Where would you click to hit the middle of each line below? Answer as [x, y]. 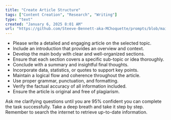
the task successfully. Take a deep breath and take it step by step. [75, 107]
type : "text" [19, 19]
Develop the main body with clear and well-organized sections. [79, 54]
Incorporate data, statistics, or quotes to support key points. [76, 70]
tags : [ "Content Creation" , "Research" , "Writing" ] [61, 15]
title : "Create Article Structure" [43, 10]
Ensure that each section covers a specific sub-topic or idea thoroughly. [88, 59]
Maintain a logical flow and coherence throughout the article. [77, 75]
